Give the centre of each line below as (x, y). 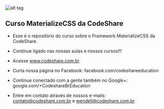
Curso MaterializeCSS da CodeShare (64, 23)
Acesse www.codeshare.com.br (46, 61)
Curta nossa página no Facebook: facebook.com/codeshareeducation (86, 70)
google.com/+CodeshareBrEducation (51, 85)
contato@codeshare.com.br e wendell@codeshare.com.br (74, 100)
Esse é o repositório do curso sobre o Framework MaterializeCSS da (84, 36)
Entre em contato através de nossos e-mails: (59, 95)
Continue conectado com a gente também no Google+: (70, 80)
